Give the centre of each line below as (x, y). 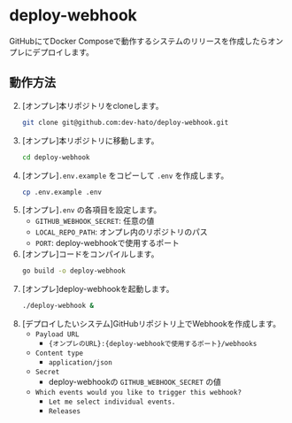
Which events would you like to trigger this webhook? (138, 393)
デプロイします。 (63, 52)
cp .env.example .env (61, 192)
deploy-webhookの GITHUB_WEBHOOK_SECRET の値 (134, 382)
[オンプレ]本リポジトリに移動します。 (90, 140)
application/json (80, 363)
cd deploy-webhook (56, 157)
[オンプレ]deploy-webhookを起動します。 (98, 289)
